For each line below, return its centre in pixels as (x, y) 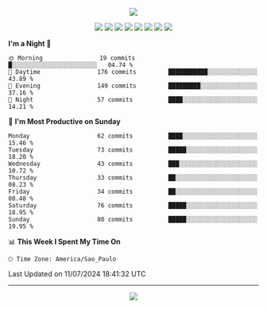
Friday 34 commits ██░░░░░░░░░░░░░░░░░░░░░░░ (133, 191)
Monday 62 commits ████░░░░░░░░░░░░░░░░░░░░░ (133, 136)
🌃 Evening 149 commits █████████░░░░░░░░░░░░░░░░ (133, 86)
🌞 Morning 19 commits (72, 58)
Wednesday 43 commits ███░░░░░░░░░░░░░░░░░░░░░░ (133, 164)
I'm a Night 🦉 (30, 43)
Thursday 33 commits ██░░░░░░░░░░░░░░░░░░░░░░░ (133, 178)
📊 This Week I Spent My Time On (64, 241)
